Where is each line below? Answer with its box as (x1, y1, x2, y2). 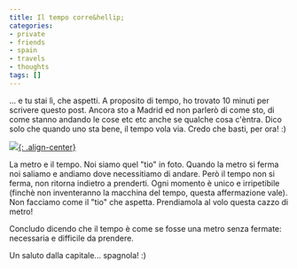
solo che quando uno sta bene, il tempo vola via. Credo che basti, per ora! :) (9, 123, 286, 134)
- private (9, 29, 46, 38)
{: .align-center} (18, 141, 77, 152)
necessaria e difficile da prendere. (9, 233, 135, 243)
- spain (9, 46, 38, 55)
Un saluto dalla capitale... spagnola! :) (9, 249, 146, 260)
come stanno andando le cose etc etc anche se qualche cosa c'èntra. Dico (9, 114, 282, 124)
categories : (9, 21, 53, 30)
